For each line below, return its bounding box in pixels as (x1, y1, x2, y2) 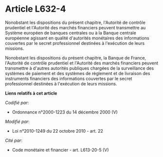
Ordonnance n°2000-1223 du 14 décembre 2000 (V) (12, 109, 118, 115)
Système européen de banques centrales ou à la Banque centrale (5, 30, 136, 36)
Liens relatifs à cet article (5, 90, 57, 96)
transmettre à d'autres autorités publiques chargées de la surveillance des (5, 65, 154, 71)
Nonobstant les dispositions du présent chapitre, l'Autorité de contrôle (5, 20, 146, 25)
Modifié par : (5, 118, 30, 124)
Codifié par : (5, 99, 29, 105)
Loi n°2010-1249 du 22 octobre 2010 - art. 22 (12, 128, 104, 134)
